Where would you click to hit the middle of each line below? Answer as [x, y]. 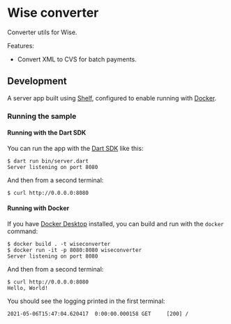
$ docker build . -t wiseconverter [59, 244]
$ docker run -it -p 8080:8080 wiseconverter [74, 250]
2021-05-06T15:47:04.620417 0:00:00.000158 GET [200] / [98, 314]
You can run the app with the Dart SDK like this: [75, 148]
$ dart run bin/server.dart [48, 161]
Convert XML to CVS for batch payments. [77, 59]
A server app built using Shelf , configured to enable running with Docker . [112, 98]
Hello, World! [28, 288]
